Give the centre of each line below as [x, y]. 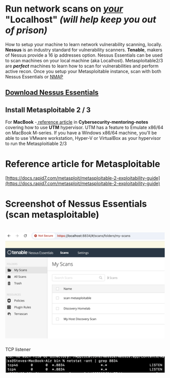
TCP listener [18, 349]
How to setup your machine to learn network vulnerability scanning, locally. [84, 44]
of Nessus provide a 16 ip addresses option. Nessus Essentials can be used [84, 55]
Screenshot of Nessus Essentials [76, 204]
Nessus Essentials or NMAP [34, 77]
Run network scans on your [64, 9]
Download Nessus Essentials [52, 92]
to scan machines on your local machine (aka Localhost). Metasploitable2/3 [84, 60]
